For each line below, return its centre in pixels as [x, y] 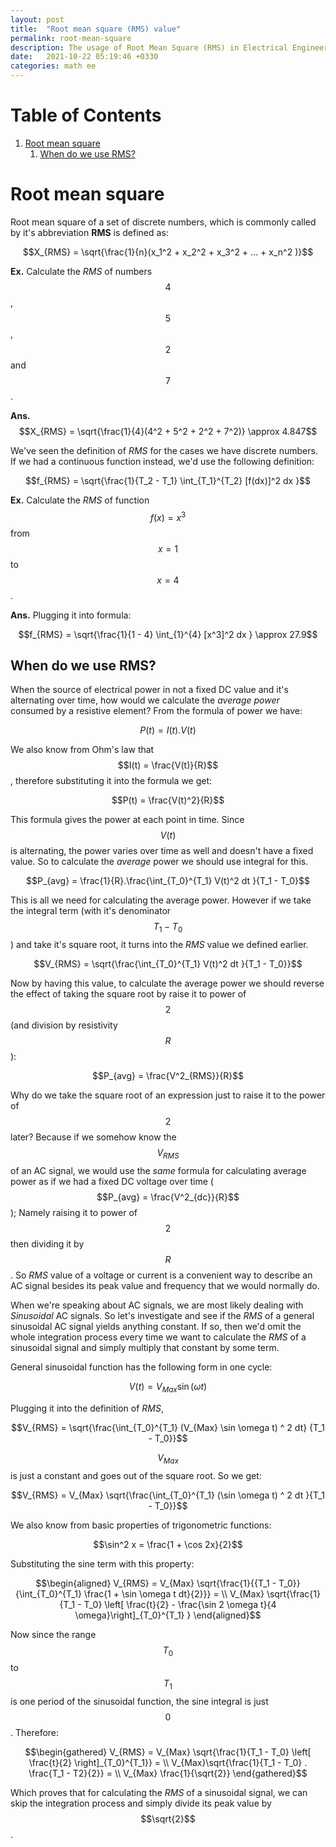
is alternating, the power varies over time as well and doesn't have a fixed [162, 851]
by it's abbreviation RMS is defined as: [89, 232]
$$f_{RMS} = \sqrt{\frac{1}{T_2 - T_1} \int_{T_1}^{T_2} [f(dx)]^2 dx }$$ [168, 480]
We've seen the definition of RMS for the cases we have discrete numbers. [164, 450]
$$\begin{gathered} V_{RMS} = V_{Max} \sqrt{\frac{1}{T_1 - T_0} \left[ [168, 1752]
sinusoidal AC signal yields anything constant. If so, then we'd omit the [156, 1326]
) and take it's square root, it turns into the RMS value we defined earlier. [159, 945]
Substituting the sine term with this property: [102, 1563]
